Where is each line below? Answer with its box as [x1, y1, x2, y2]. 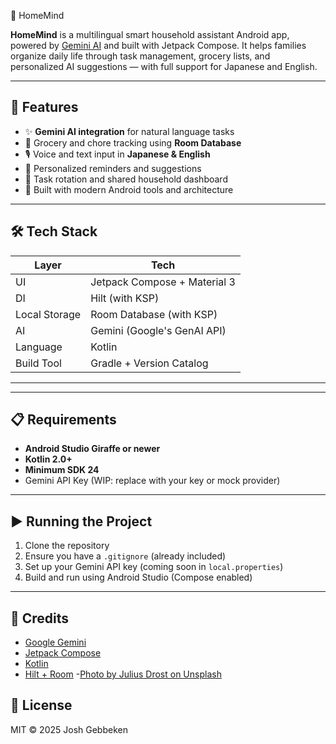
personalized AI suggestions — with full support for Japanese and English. [10, 61, 318, 72]
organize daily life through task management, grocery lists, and [10, 50, 271, 62]
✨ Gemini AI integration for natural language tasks [24, 125, 235, 137]
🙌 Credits [10, 610, 70, 627]
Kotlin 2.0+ [24, 453, 73, 465]
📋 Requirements [10, 411, 117, 429]
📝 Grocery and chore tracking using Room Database [24, 136, 242, 149]
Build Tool [15, 356, 62, 370]
